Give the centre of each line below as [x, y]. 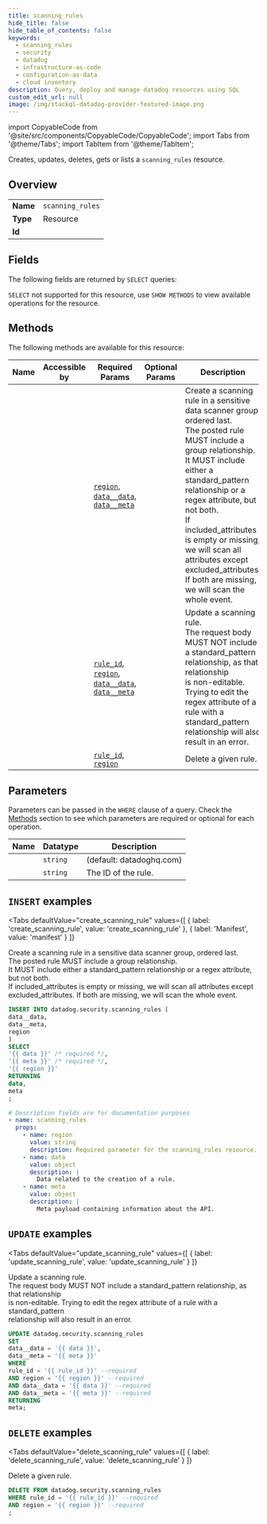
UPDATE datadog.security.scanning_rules [76, 1334]
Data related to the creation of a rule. [106, 1179]
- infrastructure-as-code [58, 68]
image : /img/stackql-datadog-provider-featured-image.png [106, 104]
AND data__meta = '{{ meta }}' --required [79, 1393]
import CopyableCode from [53, 127]
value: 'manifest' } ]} [42, 937]
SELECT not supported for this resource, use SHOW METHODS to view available [130, 295]
